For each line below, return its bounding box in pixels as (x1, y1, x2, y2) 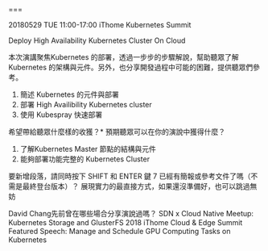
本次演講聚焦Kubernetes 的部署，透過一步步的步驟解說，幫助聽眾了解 (8, 52, 239, 61)
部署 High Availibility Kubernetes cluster (19, 100, 153, 109)
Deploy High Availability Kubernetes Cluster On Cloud (8, 36, 186, 45)
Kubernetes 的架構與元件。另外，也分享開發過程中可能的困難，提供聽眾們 (8, 62, 254, 72)
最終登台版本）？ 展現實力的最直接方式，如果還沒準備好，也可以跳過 (22, 182, 250, 190)
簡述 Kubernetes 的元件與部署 (19, 90, 119, 99)
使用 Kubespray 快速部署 (19, 110, 103, 119)
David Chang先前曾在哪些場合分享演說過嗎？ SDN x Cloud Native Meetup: (8, 209, 254, 218)
